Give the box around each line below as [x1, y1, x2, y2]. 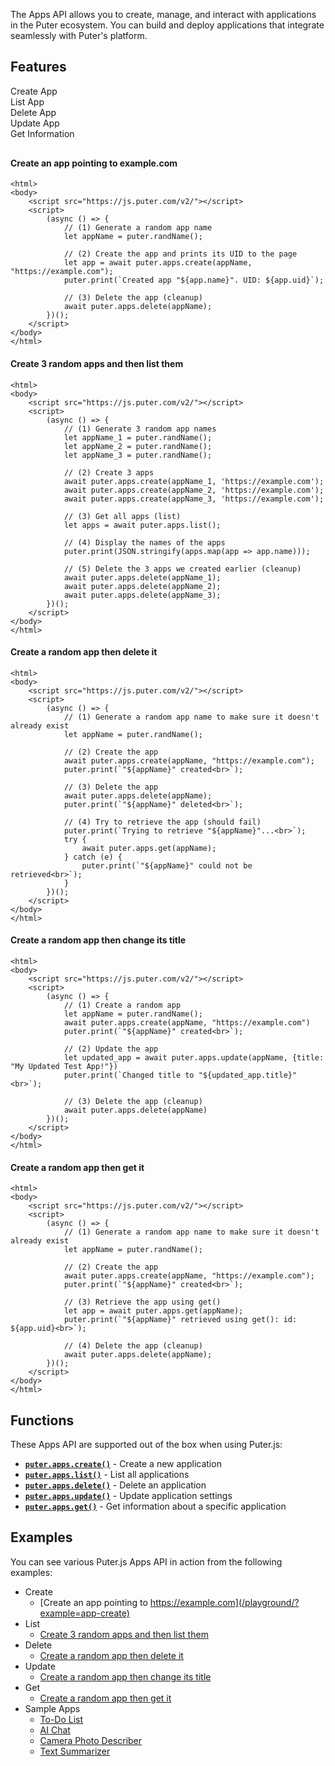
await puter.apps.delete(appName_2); [63, 581, 222, 591]
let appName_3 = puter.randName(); [63, 450, 213, 460]
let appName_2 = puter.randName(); [63, 441, 213, 451]
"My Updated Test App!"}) [10, 1062, 118, 1072]
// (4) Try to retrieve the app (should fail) [63, 817, 262, 827]
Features [10, 59, 67, 76]
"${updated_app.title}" [198, 1070, 298, 1081]
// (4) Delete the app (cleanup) [63, 1341, 203, 1351]
